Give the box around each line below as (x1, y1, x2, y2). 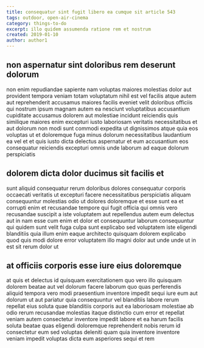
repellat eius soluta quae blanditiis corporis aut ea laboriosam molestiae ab (6, 303, 194, 310)
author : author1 (6, 37, 47, 43)
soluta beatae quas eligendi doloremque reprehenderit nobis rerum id (6, 322, 181, 330)
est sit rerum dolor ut (6, 242, 59, 250)
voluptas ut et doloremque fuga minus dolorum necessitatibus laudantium (6, 131, 191, 138)
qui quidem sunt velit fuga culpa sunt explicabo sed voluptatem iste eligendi (6, 223, 197, 231)
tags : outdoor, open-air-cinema (6, 15, 88, 21)
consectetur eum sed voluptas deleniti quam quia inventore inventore (6, 328, 180, 336)
